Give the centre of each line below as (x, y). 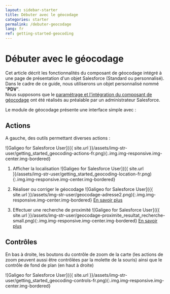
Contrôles (21, 242)
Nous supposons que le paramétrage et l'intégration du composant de (79, 94)
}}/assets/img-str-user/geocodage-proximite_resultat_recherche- (97, 215)
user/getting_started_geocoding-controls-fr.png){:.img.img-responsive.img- (85, 280)
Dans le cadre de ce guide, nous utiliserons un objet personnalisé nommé (82, 83)
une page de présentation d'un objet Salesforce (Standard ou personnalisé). (85, 78)
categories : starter (27, 19)
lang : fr (14, 29)
